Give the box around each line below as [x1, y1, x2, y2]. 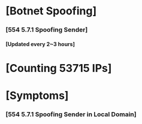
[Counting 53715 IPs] [5, 61, 112, 75]
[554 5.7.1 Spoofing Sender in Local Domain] [5, 110, 137, 118]
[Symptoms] [5, 89, 69, 102]
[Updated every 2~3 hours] [5, 40, 75, 47]
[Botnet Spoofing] [5, 4, 97, 18]
